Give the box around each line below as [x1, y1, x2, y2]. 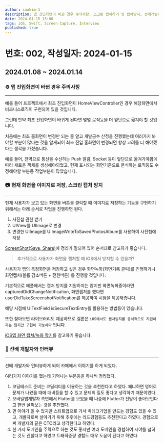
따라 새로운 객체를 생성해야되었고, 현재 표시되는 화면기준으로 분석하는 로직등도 [5, 162, 154, 168]
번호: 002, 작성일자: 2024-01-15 [5, 48, 133, 59]
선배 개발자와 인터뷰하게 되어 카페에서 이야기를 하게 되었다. [5, 363, 117, 368]
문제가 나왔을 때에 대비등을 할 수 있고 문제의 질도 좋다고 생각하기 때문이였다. [12, 390, 157, 395]
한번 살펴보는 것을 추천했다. [17, 402, 70, 408]
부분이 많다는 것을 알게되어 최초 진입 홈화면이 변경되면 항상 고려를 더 [14, 139, 144, 145]
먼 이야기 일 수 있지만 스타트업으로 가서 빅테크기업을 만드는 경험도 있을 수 [12, 408, 152, 414]
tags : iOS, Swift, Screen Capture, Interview [5, 21, 99, 26]
